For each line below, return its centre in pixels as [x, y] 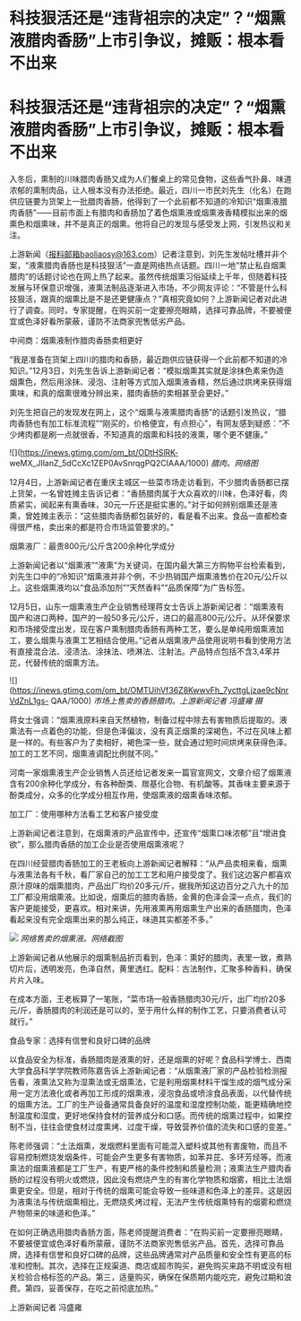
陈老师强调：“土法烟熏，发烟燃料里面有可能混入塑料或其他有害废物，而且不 [149, 1146]
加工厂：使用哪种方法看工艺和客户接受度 [84, 814]
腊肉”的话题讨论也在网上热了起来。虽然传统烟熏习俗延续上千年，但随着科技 [149, 277]
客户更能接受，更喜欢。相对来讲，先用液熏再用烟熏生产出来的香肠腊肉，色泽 [150, 908]
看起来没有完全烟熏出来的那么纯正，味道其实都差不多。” [111, 919]
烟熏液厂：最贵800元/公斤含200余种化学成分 [92, 546]
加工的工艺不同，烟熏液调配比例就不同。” [84, 753]
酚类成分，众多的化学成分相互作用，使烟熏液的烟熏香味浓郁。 [123, 795]
